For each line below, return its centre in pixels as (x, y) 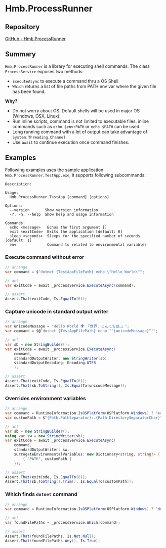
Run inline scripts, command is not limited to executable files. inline (81, 121)
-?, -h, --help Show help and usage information (62, 214)
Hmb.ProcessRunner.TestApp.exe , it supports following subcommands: (75, 175)
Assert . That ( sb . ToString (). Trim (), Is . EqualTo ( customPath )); (69, 482)
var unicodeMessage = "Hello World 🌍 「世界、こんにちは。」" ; (67, 326)
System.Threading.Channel (39, 137)
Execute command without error (45, 257)
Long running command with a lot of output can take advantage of (80, 132)
